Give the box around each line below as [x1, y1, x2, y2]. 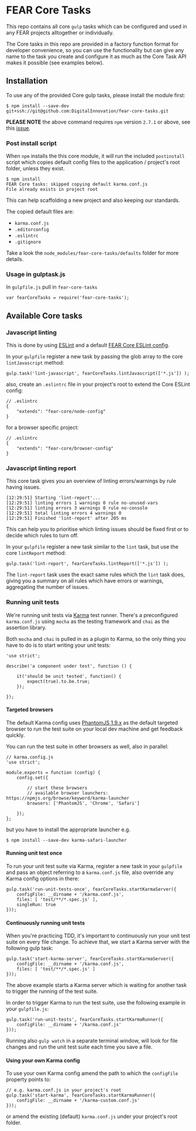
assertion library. [6, 624, 47, 631]
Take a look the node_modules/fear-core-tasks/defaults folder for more [6, 249, 179, 256]
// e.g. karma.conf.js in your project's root [6, 1087, 122, 1094]
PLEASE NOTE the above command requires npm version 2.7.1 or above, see [6, 118, 191, 125]
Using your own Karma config [6, 1057, 80, 1064]
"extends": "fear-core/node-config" [16, 409, 106, 414]
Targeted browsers [6, 706, 54, 713]
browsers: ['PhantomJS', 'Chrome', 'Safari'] [27, 800, 140, 806]
